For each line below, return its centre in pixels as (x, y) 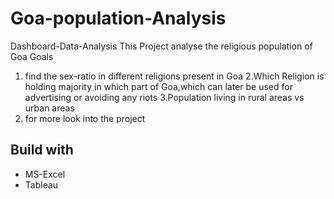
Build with (42, 150)
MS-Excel (45, 174)
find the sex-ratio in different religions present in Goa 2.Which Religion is (174, 76)
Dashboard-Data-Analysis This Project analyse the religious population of (161, 46)
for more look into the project (85, 118)
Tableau (41, 184)
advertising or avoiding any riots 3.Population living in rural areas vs (164, 97)
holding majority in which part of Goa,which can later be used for (158, 86)
